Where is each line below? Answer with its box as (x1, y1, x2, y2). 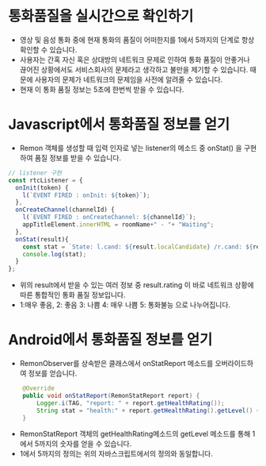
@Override (22, 384, 55, 393)
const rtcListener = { (8, 176, 83, 184)
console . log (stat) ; (22, 250, 87, 258)
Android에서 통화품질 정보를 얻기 (8, 331, 213, 349)
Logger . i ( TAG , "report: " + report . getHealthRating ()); (36, 399, 225, 407)
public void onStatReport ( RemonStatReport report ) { (22, 391, 200, 399)
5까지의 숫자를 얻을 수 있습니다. (34, 439, 132, 449)
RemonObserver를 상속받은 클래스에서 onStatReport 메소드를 (19, 359, 214, 368)
